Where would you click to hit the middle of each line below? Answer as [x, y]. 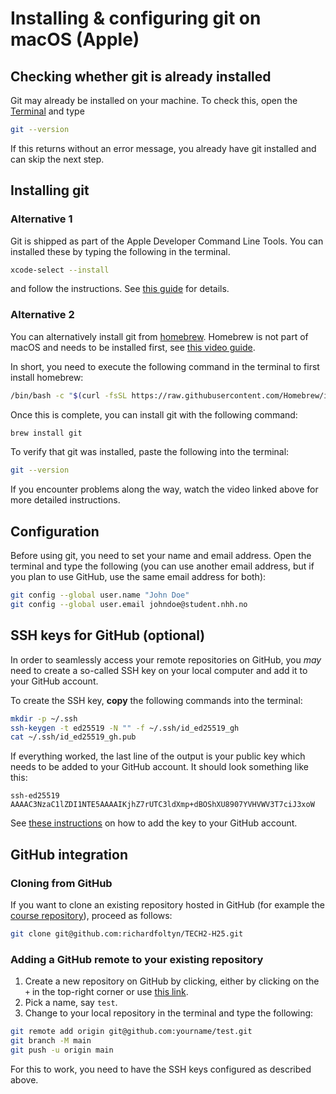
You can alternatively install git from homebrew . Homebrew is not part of [159, 336]
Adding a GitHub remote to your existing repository [137, 959]
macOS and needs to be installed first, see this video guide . [133, 347]
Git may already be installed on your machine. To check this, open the [154, 100]
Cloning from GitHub [61, 883]
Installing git [50, 190]
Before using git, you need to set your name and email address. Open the [161, 556]
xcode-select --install [60, 270]
